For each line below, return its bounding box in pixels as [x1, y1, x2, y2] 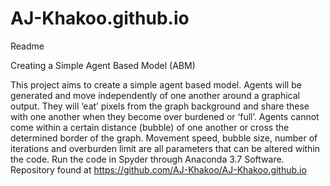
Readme [10, 40, 45, 52]
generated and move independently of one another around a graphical [10, 89, 300, 101]
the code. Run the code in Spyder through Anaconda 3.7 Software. [10, 153, 285, 165]
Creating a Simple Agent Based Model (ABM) [10, 59, 196, 71]
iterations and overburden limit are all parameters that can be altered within [10, 142, 321, 154]
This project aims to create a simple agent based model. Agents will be [10, 78, 302, 91]
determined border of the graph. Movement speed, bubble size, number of [10, 132, 318, 144]
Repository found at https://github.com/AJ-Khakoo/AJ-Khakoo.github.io [10, 163, 307, 176]
